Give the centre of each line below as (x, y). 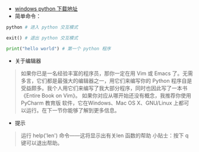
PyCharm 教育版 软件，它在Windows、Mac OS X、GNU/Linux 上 (100, 103)
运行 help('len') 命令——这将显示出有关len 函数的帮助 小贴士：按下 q (105, 135)
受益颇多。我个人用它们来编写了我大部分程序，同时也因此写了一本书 (104, 88)
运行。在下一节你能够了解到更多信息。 (73, 110)
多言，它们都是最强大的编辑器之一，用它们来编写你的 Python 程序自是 (106, 80)
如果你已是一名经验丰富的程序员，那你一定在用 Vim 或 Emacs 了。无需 (107, 73)
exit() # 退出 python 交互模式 (42, 38)
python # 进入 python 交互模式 (42, 27)
